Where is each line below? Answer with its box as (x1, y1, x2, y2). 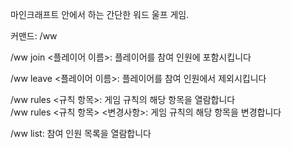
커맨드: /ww (10, 30, 58, 42)
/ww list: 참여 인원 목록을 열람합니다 (10, 128, 152, 139)
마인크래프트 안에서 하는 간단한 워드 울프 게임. (10, 9, 190, 20)
